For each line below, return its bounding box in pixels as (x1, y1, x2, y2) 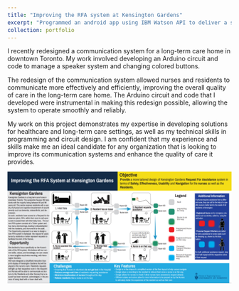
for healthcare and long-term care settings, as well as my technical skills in (7, 127, 227, 136)
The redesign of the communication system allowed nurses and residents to (7, 75, 230, 85)
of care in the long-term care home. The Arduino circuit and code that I (7, 91, 216, 100)
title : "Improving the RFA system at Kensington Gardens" (7, 11, 183, 18)
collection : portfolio (7, 26, 75, 33)
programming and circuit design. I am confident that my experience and (7, 135, 218, 144)
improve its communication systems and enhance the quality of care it (7, 150, 213, 159)
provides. (7, 157, 36, 166)
